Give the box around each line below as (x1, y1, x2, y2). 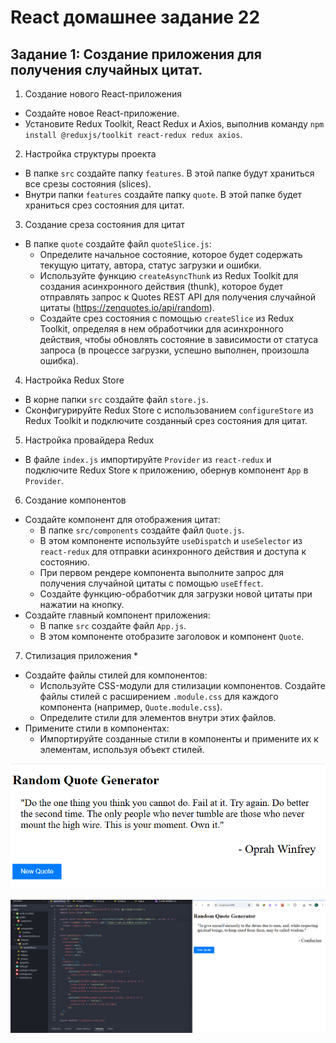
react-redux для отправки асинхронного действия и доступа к (39, 546, 307, 557)
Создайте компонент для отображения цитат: (24, 514, 221, 525)
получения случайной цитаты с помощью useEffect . (39, 577, 264, 589)
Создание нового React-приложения (24, 88, 182, 100)
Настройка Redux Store (24, 374, 125, 386)
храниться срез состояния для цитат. (24, 199, 185, 211)
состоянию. (39, 556, 90, 568)
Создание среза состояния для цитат (24, 219, 185, 230)
